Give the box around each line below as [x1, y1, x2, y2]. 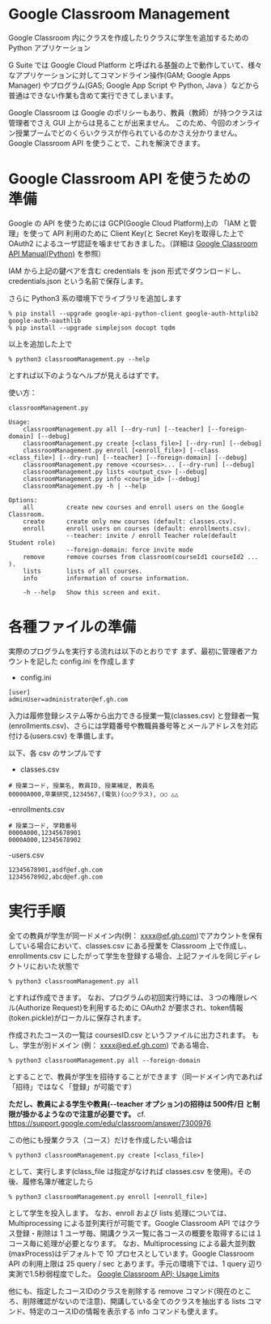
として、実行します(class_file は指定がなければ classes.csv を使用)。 [8, 1166, 238, 1176]
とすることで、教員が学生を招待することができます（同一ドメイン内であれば [8, 1072, 263, 1081]
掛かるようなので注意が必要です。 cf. [22, 1109, 146, 1119]
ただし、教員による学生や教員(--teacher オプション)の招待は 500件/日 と [8, 1098, 253, 1108]
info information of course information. [23, 574, 190, 582]
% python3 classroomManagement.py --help [8, 355, 150, 363]
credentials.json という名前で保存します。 [8, 276, 148, 286]
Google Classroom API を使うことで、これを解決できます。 [8, 138, 205, 148]
